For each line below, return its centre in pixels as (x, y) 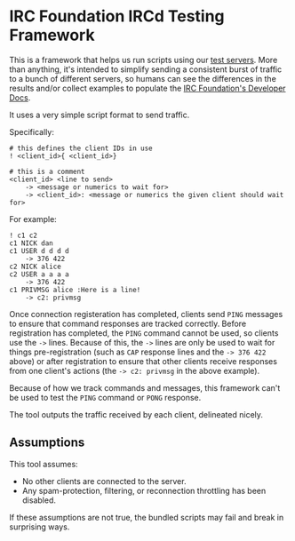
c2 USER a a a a (39, 274)
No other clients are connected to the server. (104, 481)
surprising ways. (40, 527)
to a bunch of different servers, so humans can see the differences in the (143, 78)
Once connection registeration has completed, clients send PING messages (146, 314)
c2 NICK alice (36, 267)
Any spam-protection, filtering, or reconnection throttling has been (144, 490)
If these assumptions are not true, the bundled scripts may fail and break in (147, 517)
